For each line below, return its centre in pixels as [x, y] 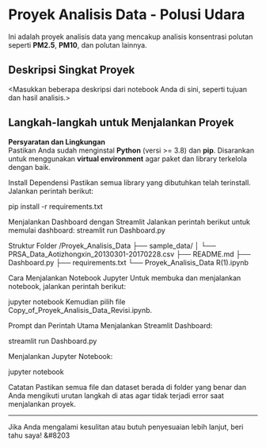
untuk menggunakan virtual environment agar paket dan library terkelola [128, 158]
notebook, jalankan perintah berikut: [67, 286]
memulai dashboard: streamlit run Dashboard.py [87, 230]
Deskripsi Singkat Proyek [72, 70]
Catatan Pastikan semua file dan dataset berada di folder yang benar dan [127, 387]
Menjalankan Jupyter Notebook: [61, 356]
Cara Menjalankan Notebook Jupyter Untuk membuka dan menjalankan [125, 278]
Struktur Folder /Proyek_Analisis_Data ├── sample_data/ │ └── [112, 245]
